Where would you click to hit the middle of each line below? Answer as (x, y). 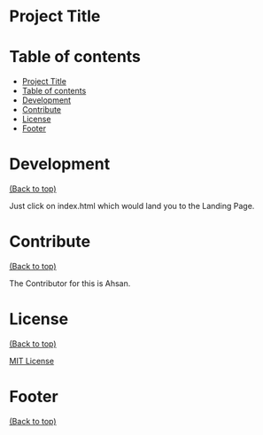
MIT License (32, 361)
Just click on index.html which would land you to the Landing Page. (132, 206)
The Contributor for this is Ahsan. (70, 284)
